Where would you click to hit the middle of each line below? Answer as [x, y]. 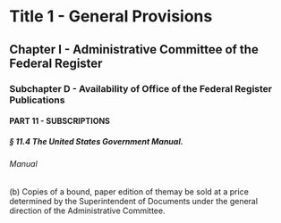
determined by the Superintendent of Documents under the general [133, 201]
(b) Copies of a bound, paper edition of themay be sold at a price [129, 191]
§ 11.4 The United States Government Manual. [96, 141]
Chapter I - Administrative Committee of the [134, 50]
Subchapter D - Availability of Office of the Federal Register [141, 88]
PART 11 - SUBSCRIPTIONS [60, 121]
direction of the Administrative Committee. [87, 211]
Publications [37, 100]
